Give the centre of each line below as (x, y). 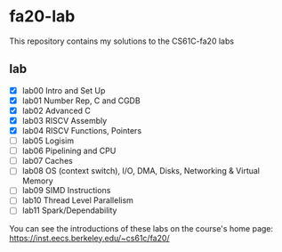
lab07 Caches (47, 161)
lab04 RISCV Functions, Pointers (82, 130)
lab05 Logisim (48, 141)
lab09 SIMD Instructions (66, 191)
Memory (37, 181)
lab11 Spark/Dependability (69, 210)
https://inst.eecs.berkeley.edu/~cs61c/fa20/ (90, 238)
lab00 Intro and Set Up (64, 90)
